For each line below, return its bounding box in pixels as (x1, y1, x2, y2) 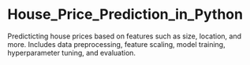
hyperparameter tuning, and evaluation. (7, 48, 136, 57)
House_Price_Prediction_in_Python (7, 5, 244, 23)
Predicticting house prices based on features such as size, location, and (7, 31, 242, 41)
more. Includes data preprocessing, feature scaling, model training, (7, 39, 226, 49)
